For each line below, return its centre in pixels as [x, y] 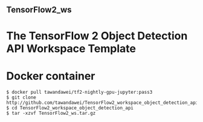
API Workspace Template [71, 48]
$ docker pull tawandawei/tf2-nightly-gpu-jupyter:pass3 [79, 92]
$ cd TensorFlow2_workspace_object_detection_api [70, 108]
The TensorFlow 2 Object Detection [97, 36]
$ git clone [21, 97]
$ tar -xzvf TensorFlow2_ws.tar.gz [51, 113]
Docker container [51, 76]
